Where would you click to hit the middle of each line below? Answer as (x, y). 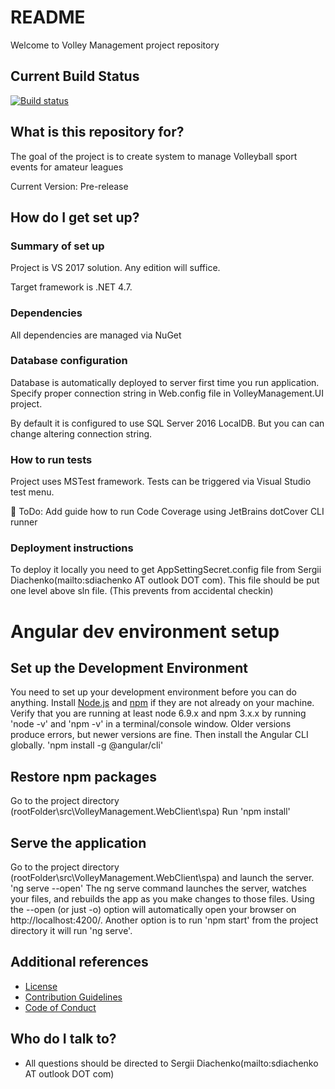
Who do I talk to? (63, 1039)
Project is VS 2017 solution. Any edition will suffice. (115, 268)
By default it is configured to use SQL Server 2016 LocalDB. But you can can (167, 423)
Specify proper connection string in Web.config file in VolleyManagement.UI (167, 393)
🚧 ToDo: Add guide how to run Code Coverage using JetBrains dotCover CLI (167, 512)
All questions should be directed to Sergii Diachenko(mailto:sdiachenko (171, 1063)
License (41, 986)
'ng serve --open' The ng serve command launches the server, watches (158, 888)
